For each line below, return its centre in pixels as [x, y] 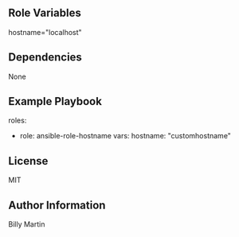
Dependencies [45, 58]
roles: [18, 120]
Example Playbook [55, 101]
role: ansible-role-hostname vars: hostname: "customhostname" [125, 136]
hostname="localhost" [45, 32]
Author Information [57, 205]
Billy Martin [27, 224]
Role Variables [45, 13]
